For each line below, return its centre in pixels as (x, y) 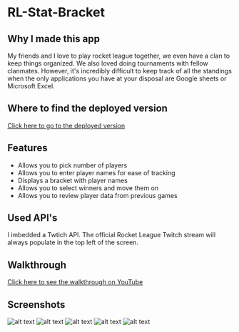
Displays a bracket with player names (73, 180)
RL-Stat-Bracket (56, 12)
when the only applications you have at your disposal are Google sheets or (117, 78)
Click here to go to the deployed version (66, 125)
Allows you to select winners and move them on (88, 188)
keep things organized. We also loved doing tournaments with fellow (108, 63)
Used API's (32, 218)
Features (27, 148)
